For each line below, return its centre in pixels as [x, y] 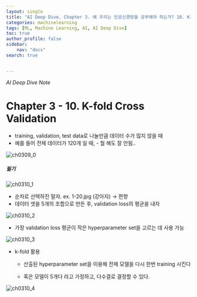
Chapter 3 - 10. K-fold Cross [75, 106]
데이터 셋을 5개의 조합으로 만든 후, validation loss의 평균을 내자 [87, 203]
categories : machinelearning [42, 22]
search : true [22, 55]
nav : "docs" [31, 50]
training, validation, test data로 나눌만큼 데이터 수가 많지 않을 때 [89, 135]
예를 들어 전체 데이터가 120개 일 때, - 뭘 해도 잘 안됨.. [75, 143]
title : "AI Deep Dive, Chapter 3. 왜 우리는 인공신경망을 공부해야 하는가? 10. [95, 17]
